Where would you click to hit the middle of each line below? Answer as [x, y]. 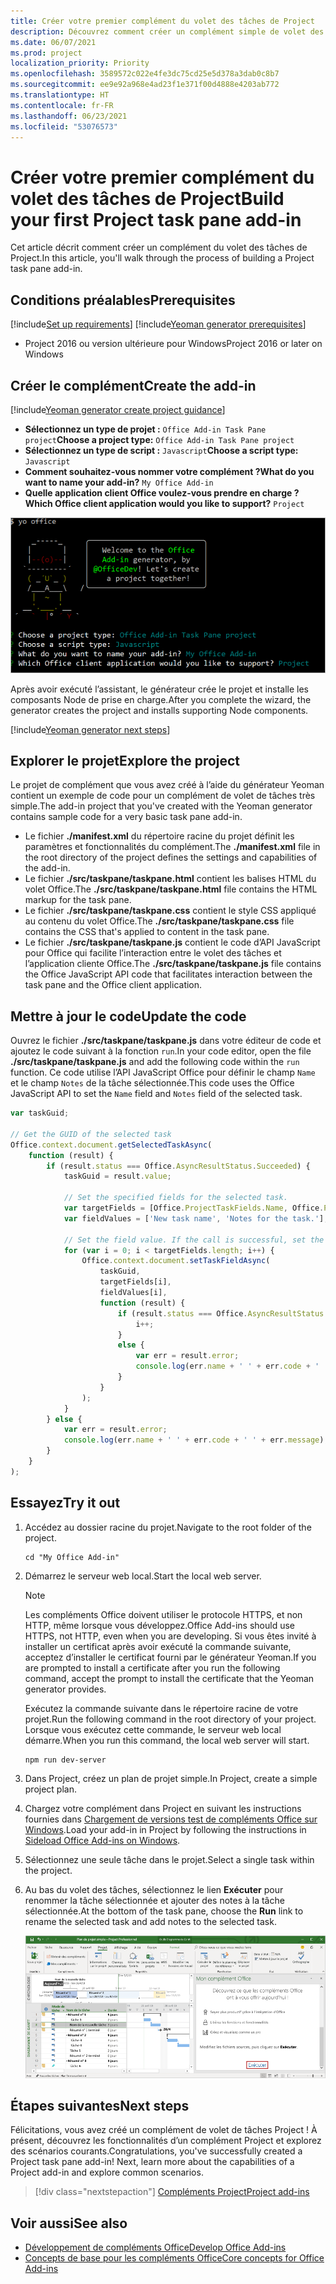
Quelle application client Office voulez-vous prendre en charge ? [162, 492]
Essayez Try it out [65, 1503]
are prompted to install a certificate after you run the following [152, 1667]
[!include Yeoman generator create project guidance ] [118, 409]
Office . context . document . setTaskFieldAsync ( [176, 1261]
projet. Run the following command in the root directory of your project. [170, 1719]
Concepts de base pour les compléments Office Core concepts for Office [174, 2258]
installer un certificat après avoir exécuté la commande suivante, [158, 1646]
